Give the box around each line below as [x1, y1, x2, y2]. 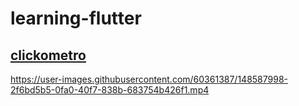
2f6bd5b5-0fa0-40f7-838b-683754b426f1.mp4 [10, 84, 210, 96]
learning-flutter [10, 7, 142, 30]
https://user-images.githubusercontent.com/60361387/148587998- [10, 73, 289, 85]
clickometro [10, 47, 87, 64]
